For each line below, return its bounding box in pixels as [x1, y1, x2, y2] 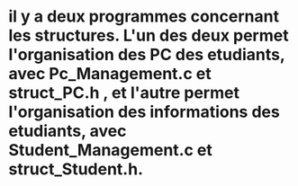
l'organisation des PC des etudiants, [8, 45, 285, 65]
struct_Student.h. [8, 159, 143, 180]
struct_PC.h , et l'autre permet [8, 83, 240, 103]
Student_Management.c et [8, 140, 213, 161]
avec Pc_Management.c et [8, 64, 212, 84]
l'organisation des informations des [8, 102, 280, 122]
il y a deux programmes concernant [8, 6, 280, 27]
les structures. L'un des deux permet [8, 25, 289, 46]
